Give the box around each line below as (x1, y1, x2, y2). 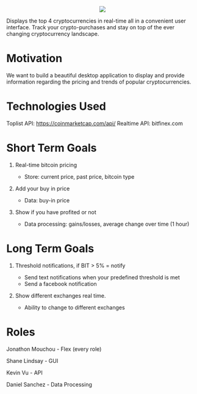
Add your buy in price (15, 185, 70, 192)
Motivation (6, 52, 63, 65)
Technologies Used (6, 99, 107, 113)
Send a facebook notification (24, 280, 98, 287)
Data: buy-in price (24, 196, 70, 204)
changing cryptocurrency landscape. (6, 30, 99, 37)
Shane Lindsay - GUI (6, 357, 59, 364)
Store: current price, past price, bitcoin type (24, 173, 135, 180)
